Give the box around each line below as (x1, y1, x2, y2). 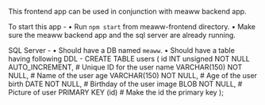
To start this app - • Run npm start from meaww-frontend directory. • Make (8, 22, 256, 31)
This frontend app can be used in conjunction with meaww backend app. (8, 7, 248, 16)
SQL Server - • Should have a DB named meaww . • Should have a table (8, 46, 236, 54)
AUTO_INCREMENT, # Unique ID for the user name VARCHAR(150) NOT (8, 62, 243, 72)
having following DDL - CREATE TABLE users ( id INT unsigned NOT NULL (8, 54, 250, 63)
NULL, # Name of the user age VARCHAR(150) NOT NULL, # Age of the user (8, 71, 258, 80)
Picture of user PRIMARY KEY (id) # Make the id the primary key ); (8, 88, 225, 97)
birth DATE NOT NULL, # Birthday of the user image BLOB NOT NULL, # (8, 79, 243, 88)
